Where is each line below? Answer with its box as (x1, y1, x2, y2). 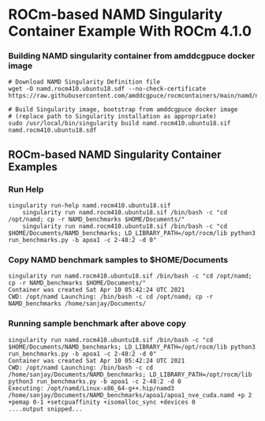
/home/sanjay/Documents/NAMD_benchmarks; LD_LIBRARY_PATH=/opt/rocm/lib (8, 371, 252, 378)
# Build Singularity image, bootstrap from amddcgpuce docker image (8, 106, 238, 114)
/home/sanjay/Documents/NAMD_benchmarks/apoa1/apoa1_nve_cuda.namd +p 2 (8, 391, 252, 399)
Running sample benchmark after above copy (8, 318, 187, 329)
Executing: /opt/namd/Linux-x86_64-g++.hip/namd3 (8, 384, 175, 392)
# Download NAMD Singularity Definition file (8, 78, 160, 86)
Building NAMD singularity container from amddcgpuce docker (8, 50, 256, 61)
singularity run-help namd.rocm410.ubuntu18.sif (8, 202, 171, 210)
